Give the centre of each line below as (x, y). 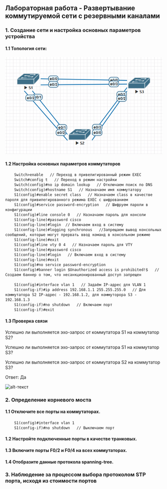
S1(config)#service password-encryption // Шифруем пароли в (81, 205)
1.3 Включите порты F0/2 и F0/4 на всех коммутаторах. (66, 450)
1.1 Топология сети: (26, 48)
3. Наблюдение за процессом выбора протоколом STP (76, 474)
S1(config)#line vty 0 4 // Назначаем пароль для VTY (74, 245)
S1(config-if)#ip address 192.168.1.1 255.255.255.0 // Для (80, 290)
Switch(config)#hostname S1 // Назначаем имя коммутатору (78, 190)
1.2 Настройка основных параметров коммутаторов (63, 163)
